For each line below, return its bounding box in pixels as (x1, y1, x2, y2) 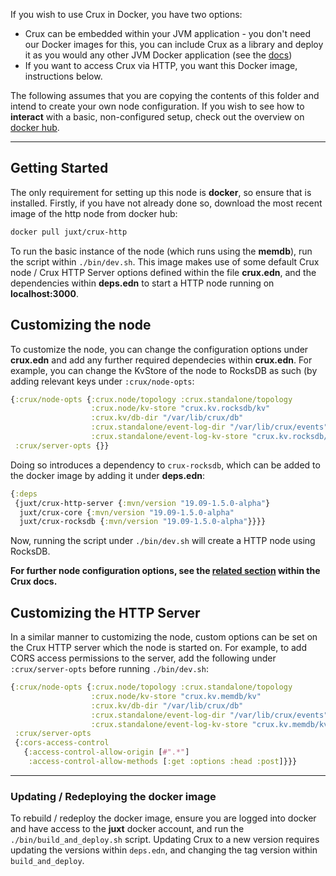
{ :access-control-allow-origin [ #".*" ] (23, 747, 190, 758)
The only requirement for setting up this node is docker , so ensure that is (10, 186, 312, 198)
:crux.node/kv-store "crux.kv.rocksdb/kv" (90, 404, 271, 414)
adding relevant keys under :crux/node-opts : (10, 375, 195, 387)
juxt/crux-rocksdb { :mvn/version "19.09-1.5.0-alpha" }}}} (19, 517, 267, 527)
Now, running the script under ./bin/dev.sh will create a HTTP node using (10, 535, 316, 547)
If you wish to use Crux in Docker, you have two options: (10, 9, 243, 20)
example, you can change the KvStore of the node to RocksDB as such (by (10, 364, 318, 376)
